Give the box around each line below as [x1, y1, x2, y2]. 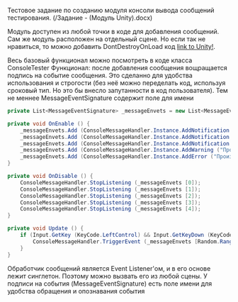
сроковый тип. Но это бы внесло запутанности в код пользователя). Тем [7, 86, 228, 94]
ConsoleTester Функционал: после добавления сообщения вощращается [7, 64, 228, 72]
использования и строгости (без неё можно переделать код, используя [7, 79, 226, 87]
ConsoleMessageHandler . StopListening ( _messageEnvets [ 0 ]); [20, 179, 201, 186]
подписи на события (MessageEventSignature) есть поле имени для [7, 279, 212, 288]
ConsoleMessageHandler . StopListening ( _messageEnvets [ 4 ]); [20, 206, 201, 213]
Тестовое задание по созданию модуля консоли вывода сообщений [7, 6, 215, 14]
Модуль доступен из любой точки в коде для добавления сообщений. [7, 28, 220, 35]
